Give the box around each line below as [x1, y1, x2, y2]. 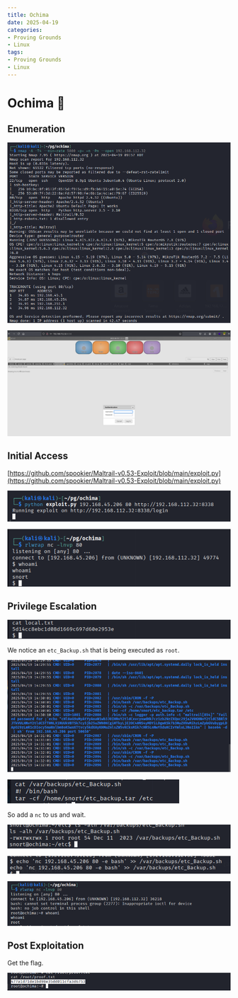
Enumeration [7, 123, 66, 135]
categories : [7, 26, 42, 33]
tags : [7, 49, 23, 56]
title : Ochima [7, 11, 50, 18]
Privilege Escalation [7, 600, 97, 612]
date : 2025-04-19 [7, 18, 59, 26]
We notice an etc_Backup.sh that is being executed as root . [7, 646, 180, 654]
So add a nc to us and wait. [7, 810, 86, 819]
